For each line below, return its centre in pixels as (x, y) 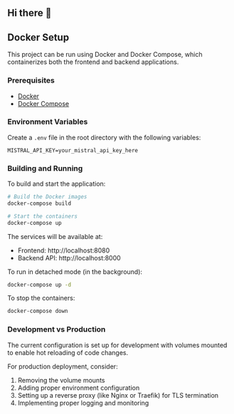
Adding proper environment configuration (79, 388)
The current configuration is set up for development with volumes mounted (117, 345)
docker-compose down (38, 311)
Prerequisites (31, 80)
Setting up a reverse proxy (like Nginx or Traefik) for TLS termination (118, 395)
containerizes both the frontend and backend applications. (93, 62)
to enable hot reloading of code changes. (68, 352)
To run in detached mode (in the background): (75, 272)
